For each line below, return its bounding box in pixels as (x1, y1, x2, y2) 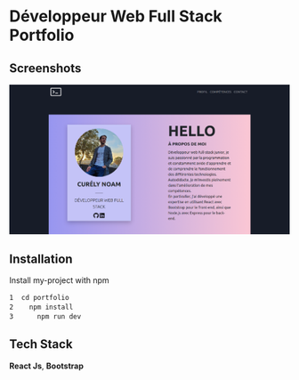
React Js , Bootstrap (9, 360, 85, 371)
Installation (9, 251, 73, 266)
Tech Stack (9, 336, 73, 352)
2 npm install (9, 303, 74, 312)
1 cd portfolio (9, 294, 69, 303)
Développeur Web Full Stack (9, 6, 222, 27)
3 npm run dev (9, 312, 82, 321)
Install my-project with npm (9, 275, 109, 286)
